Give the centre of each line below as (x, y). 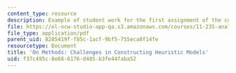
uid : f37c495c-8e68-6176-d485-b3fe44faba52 (72, 59)
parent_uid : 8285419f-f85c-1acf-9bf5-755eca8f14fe (83, 40)
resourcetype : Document (42, 46)
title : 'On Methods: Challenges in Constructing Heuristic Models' (108, 53)
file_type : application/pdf (48, 33)
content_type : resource (42, 14)
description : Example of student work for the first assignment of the (114, 20)
